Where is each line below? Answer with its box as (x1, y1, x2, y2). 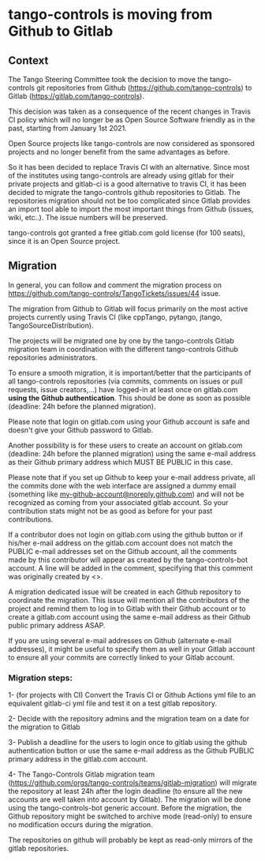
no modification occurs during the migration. (8, 820, 154, 829)
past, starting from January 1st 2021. (8, 124, 128, 133)
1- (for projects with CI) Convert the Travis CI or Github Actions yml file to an (8, 691, 256, 700)
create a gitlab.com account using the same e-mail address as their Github (8, 612, 251, 621)
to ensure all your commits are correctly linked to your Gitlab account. (8, 653, 235, 662)
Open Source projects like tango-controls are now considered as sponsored (8, 139, 255, 148)
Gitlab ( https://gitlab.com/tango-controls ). (8, 92, 144, 100)
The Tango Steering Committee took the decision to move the (8, 75, 208, 84)
